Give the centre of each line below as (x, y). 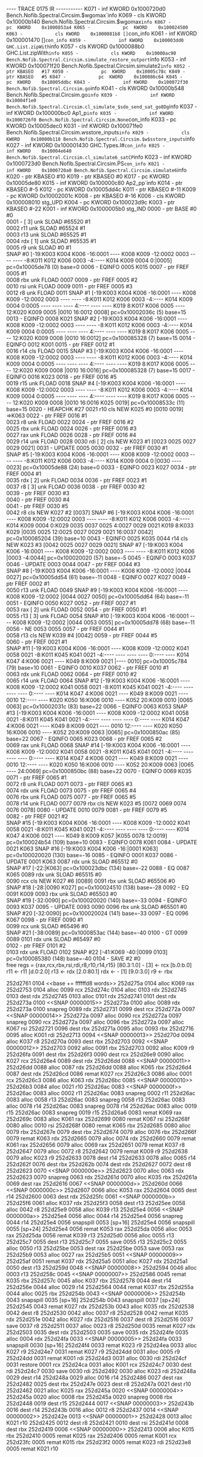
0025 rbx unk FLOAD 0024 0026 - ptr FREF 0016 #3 (72, 429)
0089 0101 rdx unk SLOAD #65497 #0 (54, 939)
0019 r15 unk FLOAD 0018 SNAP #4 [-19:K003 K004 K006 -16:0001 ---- (96, 383)
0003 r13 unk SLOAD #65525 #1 (46, 235)
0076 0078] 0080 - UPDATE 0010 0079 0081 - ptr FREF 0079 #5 (87, 810)
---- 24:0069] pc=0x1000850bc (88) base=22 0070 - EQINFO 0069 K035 (99, 771)
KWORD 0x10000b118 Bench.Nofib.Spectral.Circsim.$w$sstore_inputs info (101, 139)
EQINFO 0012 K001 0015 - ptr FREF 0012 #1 (61, 344)
